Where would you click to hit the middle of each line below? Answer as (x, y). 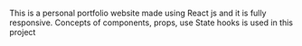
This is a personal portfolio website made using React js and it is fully (138, 13)
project (23, 32)
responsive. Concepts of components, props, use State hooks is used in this (151, 23)
